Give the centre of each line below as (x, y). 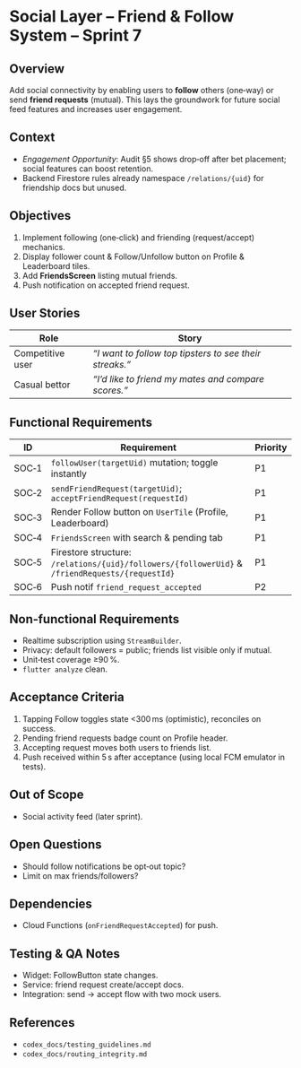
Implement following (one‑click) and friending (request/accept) (138, 237)
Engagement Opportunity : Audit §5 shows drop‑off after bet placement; (154, 159)
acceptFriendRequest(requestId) (120, 499)
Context (32, 138)
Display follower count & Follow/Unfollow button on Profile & (133, 256)
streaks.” (112, 365)
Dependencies (51, 903)
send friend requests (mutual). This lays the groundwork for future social (145, 100)
